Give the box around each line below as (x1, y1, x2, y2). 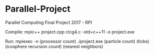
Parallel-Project (5, 3, 71, 15)
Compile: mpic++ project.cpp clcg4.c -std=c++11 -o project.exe (5, 29, 135, 35)
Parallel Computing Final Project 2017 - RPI (5, 19, 92, 25)
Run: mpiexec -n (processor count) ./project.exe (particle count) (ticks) (5, 38, 150, 44)
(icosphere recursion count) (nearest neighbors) (5, 43, 104, 49)
